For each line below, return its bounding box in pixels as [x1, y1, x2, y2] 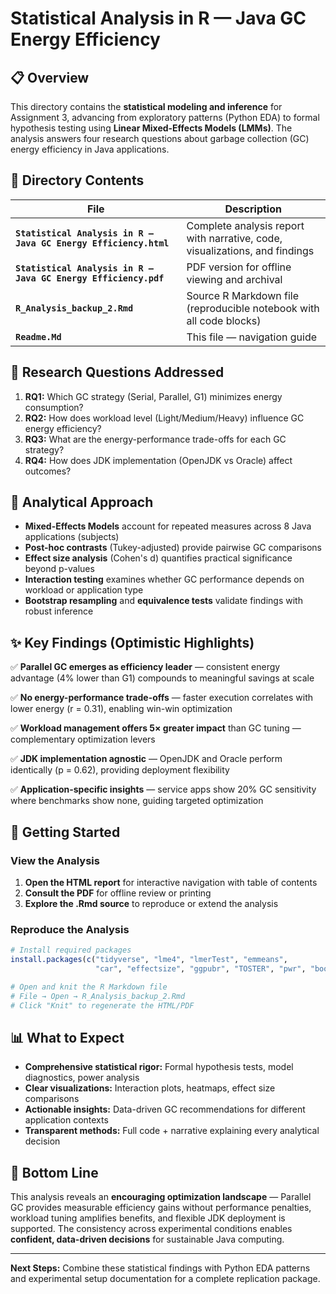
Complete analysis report [186, 218, 305, 232]
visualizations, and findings [186, 243, 315, 257]
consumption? [24, 401, 84, 413]
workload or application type [24, 584, 144, 596]
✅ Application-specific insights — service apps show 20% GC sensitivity [10, 783, 317, 796]
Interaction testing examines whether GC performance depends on [24, 573, 305, 586]
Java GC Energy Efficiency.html [15, 237, 170, 249]
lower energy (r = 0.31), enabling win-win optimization [10, 703, 233, 715]
